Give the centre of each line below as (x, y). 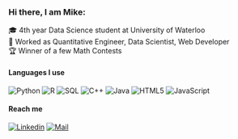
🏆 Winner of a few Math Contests (65, 51)
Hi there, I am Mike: (47, 12)
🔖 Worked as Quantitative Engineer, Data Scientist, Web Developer (119, 42)
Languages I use (36, 72)
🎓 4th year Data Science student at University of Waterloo (107, 30)
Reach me (25, 109)
